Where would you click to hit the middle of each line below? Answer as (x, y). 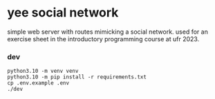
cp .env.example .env (38, 83)
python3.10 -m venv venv (43, 71)
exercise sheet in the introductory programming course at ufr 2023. (103, 38)
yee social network (63, 13)
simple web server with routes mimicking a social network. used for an (108, 32)
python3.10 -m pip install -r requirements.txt (77, 77)
